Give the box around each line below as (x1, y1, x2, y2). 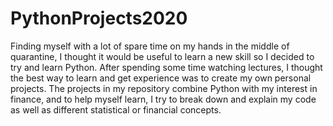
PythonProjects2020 (10, 7, 188, 30)
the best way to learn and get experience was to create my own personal (10, 72, 312, 84)
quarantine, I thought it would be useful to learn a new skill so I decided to (10, 50, 315, 62)
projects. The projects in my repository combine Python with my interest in (10, 82, 318, 94)
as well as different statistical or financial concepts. (10, 103, 222, 116)
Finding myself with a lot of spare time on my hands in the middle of (10, 40, 290, 52)
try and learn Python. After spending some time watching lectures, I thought (10, 61, 323, 73)
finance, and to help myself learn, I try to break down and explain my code (10, 93, 317, 105)
